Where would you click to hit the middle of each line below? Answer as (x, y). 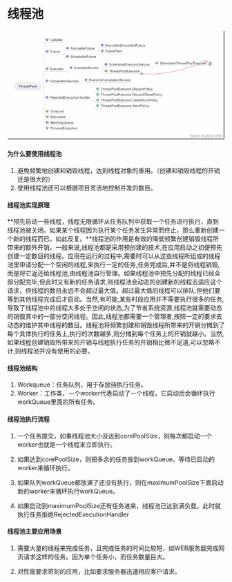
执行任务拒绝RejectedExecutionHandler (73, 514)
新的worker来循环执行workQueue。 (68, 491)
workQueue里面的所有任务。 (58, 402)
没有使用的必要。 (70, 351)
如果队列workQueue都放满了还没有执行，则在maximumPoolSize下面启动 (120, 482)
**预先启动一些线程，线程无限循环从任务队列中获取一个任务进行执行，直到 (113, 222)
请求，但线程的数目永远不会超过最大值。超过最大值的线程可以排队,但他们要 (114, 291)
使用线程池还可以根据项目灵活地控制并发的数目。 (87, 188)
